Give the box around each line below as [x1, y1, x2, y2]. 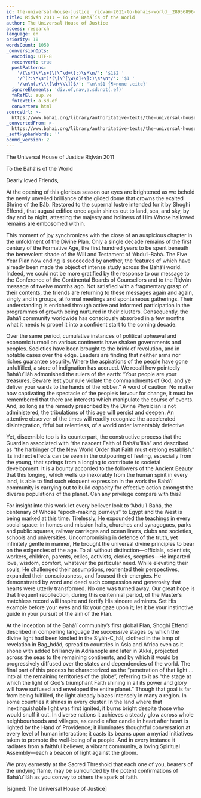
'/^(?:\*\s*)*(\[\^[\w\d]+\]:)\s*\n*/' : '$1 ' [17, 75, 135, 81]
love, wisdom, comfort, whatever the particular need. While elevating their [6, 559, 188, 566]
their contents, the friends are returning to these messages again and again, [6, 289, 194, 296]
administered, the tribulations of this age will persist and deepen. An [6, 409, 175, 416]
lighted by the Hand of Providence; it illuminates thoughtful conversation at [6, 723, 191, 731]
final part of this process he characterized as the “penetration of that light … [6, 666, 194, 673]
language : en [6, 31, 39, 37]
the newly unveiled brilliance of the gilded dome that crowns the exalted [6, 194, 184, 201]
